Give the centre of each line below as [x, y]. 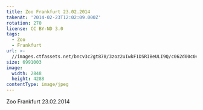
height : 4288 [28, 79]
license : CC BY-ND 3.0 [35, 29]
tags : [13, 34]
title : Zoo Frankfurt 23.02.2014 [48, 12]
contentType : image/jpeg [37, 85]
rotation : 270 [24, 23]
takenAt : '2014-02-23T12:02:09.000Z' [54, 17]
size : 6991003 [24, 62]
